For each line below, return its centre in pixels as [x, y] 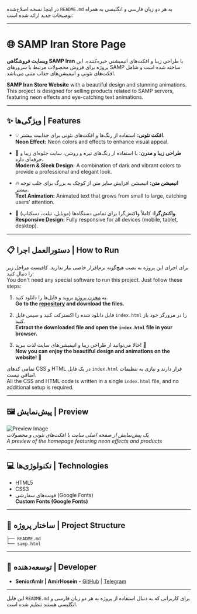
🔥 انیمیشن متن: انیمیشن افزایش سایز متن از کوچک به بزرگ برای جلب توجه [97, 183]
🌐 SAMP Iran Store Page [66, 44]
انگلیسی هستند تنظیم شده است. [42, 604]
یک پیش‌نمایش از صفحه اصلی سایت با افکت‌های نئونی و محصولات [78, 435]
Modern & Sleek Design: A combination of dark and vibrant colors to [98, 165]
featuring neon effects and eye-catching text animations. [75, 97]
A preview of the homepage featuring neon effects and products [84, 441]
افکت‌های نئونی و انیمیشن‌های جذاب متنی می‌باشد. [61, 73]
